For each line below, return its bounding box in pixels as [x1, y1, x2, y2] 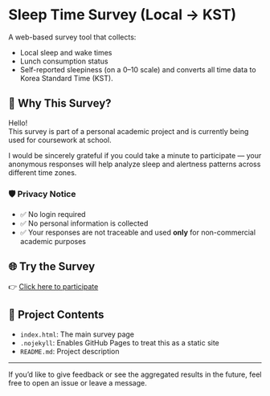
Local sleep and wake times [19, 47, 112, 57]
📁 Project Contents [8, 308, 104, 322]
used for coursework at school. [8, 135, 112, 145]
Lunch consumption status [19, 56, 108, 66]
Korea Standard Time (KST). [19, 73, 114, 83]
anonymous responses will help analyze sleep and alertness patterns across [8, 159, 261, 169]
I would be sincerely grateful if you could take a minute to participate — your [8, 150, 262, 160]
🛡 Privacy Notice [8, 188, 76, 199]
